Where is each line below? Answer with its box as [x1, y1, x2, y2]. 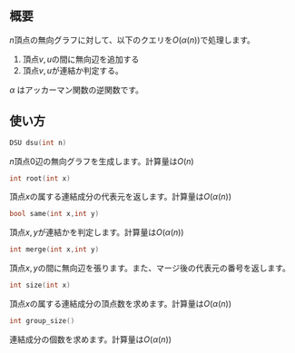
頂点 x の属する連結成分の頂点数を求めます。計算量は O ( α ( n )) [9, 299, 231, 309]
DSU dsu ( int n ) [9, 138, 67, 147]
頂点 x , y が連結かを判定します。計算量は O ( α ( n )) [9, 227, 184, 238]
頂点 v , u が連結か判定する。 [22, 64, 124, 75]
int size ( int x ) [9, 280, 71, 290]
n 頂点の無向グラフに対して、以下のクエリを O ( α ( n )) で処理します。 [9, 34, 256, 45]
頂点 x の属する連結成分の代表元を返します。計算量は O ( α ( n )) [9, 191, 231, 202]
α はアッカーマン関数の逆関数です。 [9, 84, 143, 95]
